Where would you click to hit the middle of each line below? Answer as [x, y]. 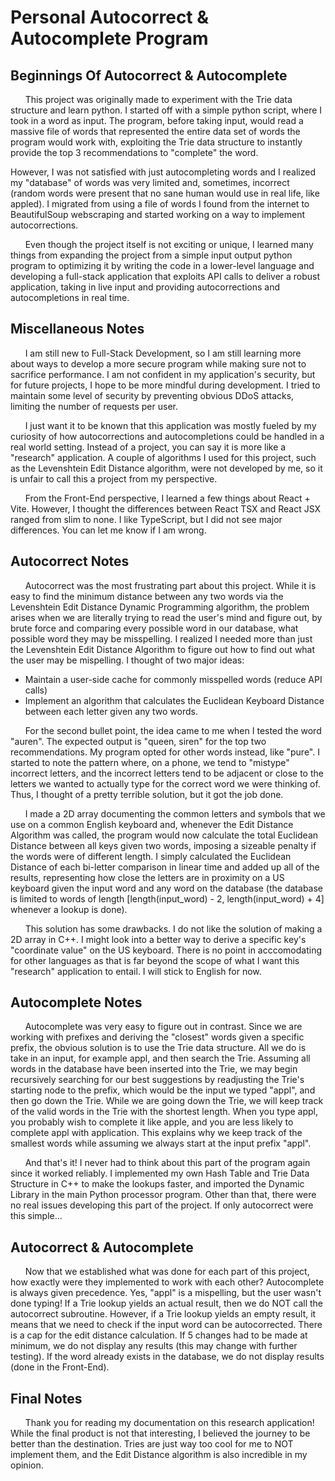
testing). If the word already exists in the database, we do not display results [167, 1357]
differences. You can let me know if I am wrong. [108, 530]
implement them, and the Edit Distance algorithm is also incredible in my [159, 1455]
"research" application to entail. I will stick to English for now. [136, 971]
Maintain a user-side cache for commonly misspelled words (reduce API [173, 679]
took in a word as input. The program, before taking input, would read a [157, 120]
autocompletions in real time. [70, 297]
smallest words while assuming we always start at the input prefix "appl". [161, 1143]
